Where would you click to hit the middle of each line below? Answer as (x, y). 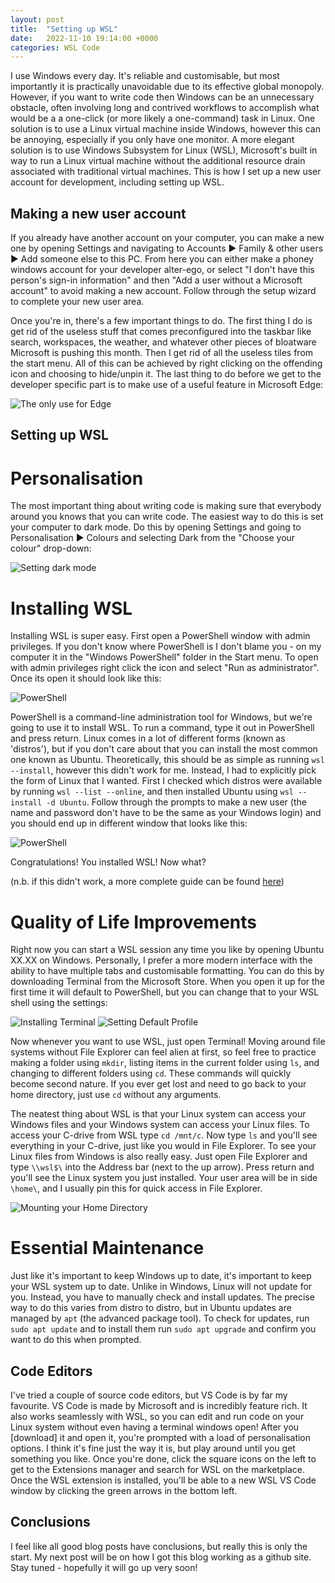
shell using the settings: (59, 1003)
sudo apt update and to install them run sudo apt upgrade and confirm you (163, 1329)
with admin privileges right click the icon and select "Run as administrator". (165, 668)
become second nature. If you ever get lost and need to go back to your (158, 1084)
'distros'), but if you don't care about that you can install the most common (164, 749)
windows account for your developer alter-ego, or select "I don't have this (162, 270)
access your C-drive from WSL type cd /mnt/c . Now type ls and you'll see (164, 1135)
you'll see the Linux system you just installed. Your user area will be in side (164, 1178)
